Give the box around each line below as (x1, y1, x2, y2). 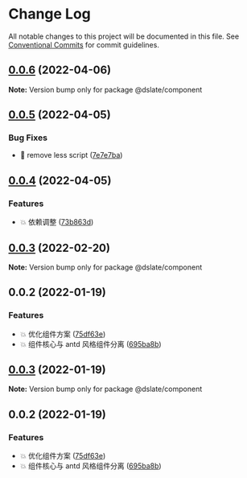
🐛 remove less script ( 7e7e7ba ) (19, 150, 123, 160)
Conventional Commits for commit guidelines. (8, 39, 159, 49)
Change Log (8, 5, 91, 23)
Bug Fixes (8, 132, 48, 143)
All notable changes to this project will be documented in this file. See (8, 31, 240, 41)
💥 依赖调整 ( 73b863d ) (19, 217, 94, 227)
